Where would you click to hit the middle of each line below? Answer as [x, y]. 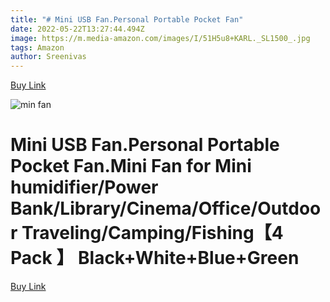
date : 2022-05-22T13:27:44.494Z [77, 29]
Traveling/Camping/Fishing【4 [152, 233]
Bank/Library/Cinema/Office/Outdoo [166, 208]
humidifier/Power [84, 187]
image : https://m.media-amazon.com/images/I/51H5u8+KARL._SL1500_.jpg [160, 38]
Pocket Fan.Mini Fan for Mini [131, 166]
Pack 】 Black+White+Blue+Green [155, 258]
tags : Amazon [37, 47]
